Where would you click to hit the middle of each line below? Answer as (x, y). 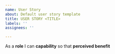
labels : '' (16, 23)
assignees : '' (20, 28)
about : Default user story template (43, 14)
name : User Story (23, 10)
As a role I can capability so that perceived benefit (57, 46)
